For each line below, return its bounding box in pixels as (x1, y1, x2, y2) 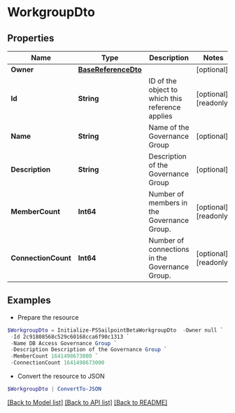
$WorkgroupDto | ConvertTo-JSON (7, 386, 101, 393)
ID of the (148, 76, 177, 86)
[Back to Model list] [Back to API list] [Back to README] (7, 398, 168, 407)
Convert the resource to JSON (17, 372, 105, 381)
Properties (7, 32, 55, 44)
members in (148, 198, 187, 208)
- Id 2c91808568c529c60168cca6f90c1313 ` (10, 333, 130, 340)
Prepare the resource (17, 313, 79, 321)
